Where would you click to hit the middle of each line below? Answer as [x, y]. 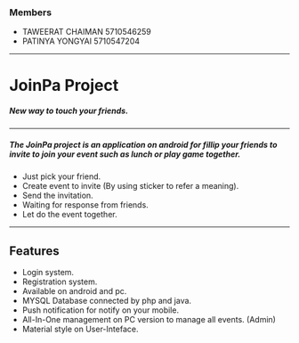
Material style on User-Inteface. [80, 329]
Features [34, 251]
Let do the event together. [69, 215]
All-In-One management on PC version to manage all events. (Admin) [149, 320]
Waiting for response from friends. [85, 205]
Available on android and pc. [74, 291]
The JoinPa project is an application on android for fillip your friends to [143, 145]
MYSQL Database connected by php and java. [107, 301]
